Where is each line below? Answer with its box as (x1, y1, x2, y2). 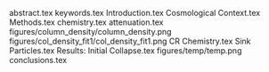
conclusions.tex (9, 55, 68, 65)
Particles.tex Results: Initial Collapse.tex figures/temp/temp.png (9, 45, 242, 56)
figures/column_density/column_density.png (9, 27, 172, 36)
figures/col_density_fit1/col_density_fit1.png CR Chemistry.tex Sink (9, 36, 251, 46)
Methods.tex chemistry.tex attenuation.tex (9, 17, 164, 28)
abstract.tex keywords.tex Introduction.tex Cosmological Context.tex (9, 8, 261, 18)
